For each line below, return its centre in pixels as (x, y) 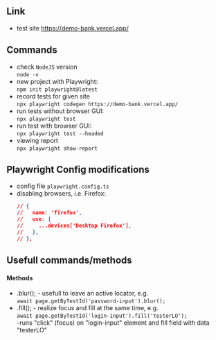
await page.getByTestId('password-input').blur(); (91, 301)
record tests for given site (53, 96)
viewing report (37, 140)
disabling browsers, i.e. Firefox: (61, 194)
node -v (27, 75)
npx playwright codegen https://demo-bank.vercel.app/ (97, 104)
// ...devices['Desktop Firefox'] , (74, 226)
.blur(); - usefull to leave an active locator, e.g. (82, 294)
